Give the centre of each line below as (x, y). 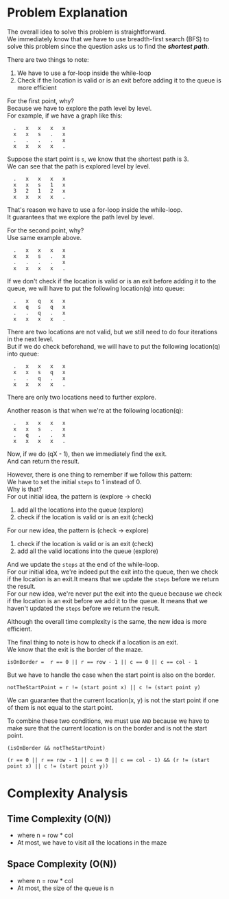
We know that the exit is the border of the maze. (75, 649)
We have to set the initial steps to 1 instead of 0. (74, 481)
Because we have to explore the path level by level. (80, 108)
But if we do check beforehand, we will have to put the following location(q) (114, 346)
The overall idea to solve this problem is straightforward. (87, 32)
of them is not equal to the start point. (60, 707)
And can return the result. (44, 461)
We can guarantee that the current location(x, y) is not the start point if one (113, 700)
